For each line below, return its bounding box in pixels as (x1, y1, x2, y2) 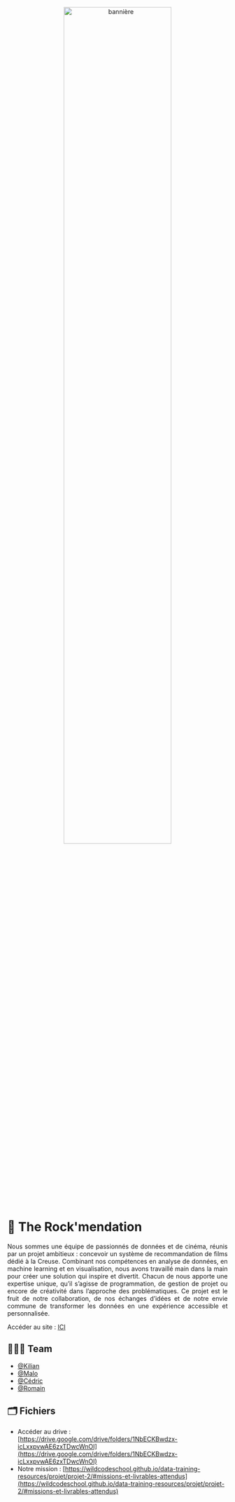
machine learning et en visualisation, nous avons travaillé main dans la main (7, 1265, 228, 1273)
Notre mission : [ (17, 1464, 65, 1473)
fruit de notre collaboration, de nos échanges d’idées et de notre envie (7, 1294, 228, 1302)
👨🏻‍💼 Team (7, 1343, 52, 1355)
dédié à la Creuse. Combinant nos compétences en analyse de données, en (7, 1257, 228, 1265)
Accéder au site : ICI (7, 1323, 66, 1331)
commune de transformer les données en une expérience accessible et (7, 1302, 228, 1310)
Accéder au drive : (17, 1427, 71, 1435)
